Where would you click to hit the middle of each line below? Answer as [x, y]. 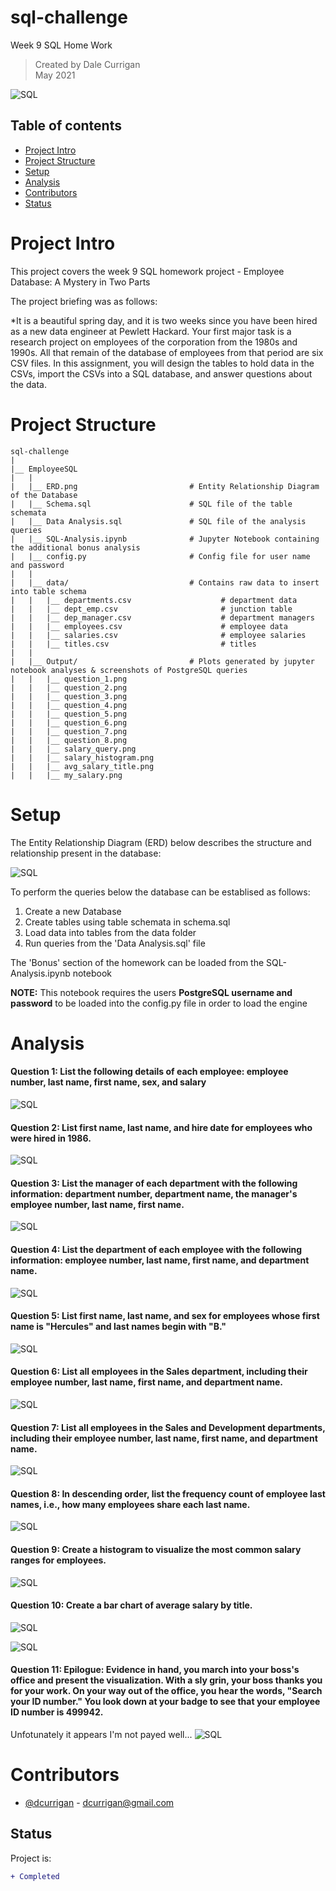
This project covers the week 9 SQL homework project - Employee [147, 271]
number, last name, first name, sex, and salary [108, 1082]
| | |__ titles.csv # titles [133, 644]
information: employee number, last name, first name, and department [160, 1260]
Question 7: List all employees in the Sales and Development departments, [168, 1427]
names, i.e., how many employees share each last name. [130, 1504]
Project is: [31, 1858]
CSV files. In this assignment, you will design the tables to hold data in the [162, 363]
